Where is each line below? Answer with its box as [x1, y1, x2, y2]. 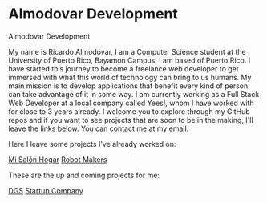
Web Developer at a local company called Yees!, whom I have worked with [8, 98, 254, 108]
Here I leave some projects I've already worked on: [8, 139, 176, 148]
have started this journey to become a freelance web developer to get [8, 63, 239, 73]
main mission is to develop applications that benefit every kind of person [8, 81, 249, 91]
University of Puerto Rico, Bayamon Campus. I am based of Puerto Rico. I [8, 55, 251, 65]
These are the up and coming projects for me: [8, 170, 160, 180]
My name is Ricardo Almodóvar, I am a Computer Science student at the [8, 47, 246, 56]
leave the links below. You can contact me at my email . [8, 124, 189, 133]
